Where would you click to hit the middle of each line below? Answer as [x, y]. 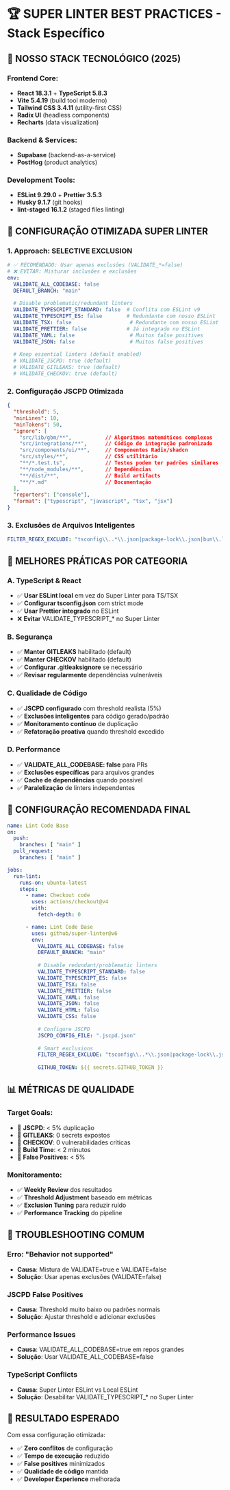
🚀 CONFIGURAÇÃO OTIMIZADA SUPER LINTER [108, 231]
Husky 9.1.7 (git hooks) [50, 202]
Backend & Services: [42, 140]
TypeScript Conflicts [42, 1375]
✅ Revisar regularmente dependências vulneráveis [90, 675]
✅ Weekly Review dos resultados [64, 1189]
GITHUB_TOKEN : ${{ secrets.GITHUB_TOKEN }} [101, 1068]
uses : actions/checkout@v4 [70, 902]
